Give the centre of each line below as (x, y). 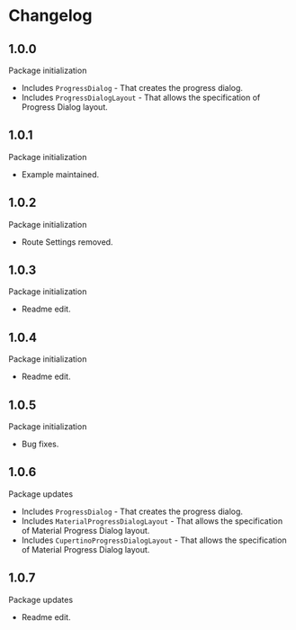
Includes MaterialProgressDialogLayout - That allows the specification (152, 521)
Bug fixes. (40, 444)
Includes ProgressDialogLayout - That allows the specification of (141, 97)
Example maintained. (60, 174)
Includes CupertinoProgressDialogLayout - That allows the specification (154, 540)
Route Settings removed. (67, 242)
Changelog (50, 16)
